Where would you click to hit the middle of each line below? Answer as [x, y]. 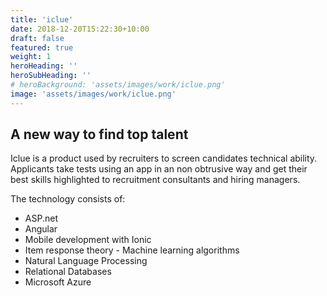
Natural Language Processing [86, 261]
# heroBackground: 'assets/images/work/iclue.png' [118, 85]
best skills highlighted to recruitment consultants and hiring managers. [155, 180]
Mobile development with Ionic [88, 240]
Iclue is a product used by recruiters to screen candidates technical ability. [164, 158]
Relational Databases [68, 272]
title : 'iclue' [42, 19]
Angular [41, 229]
